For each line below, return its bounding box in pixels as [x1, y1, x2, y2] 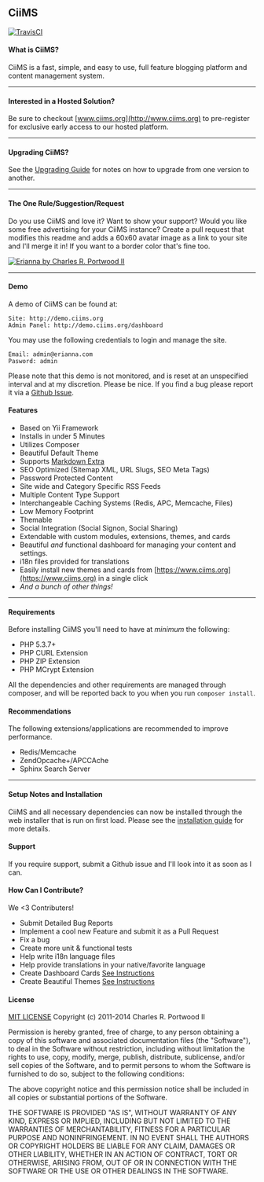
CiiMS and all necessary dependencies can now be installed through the [8, 807, 243, 817]
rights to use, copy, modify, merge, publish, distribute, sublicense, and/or [8, 1052, 245, 1062]
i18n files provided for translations [19, 557, 130, 567]
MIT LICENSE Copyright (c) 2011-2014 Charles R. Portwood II [8, 1012, 206, 1022]
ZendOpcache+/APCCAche [19, 756, 109, 765]
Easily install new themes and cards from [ [19, 565, 157, 574]
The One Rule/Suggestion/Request [8, 199, 124, 208]
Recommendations [8, 707, 71, 716]
